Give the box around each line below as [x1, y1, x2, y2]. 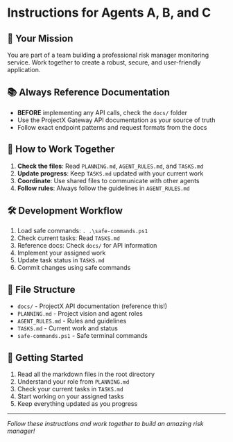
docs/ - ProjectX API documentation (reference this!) [17, 302, 168, 310]
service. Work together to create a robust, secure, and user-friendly [7, 58, 201, 67]
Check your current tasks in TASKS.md [17, 385, 123, 393]
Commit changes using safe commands [17, 264, 131, 272]
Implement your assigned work [17, 248, 106, 257]
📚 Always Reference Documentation [7, 87, 170, 99]
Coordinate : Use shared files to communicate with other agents [17, 176, 200, 185]
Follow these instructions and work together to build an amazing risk [7, 420, 204, 428]
